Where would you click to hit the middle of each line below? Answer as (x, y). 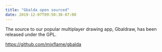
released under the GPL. (31, 34)
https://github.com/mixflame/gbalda (43, 44)
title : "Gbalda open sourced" (38, 10)
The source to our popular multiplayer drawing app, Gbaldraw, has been (81, 29)
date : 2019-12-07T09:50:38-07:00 (41, 15)
